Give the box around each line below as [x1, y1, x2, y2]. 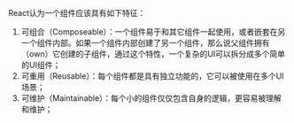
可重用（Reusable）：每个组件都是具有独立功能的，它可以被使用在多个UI [20, 71, 284, 81]
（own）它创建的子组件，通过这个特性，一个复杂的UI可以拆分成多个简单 [20, 49, 285, 59]
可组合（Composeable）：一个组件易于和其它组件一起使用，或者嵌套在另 [20, 27, 286, 37]
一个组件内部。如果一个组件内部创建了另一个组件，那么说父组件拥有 [20, 38, 270, 48]
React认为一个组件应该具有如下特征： [8, 8, 146, 18]
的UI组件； [20, 60, 61, 70]
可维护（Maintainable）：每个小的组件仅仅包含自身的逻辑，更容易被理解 [20, 93, 282, 104]
